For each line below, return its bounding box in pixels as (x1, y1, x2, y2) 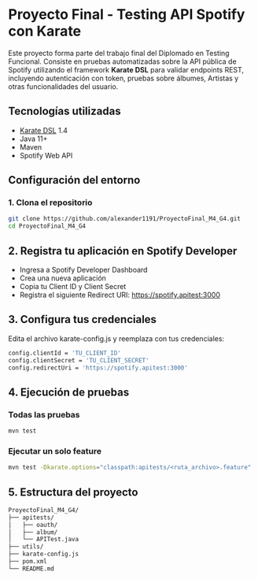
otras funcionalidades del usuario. (8, 81, 119, 91)
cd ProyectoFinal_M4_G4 (8, 222, 87, 230)
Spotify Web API (19, 150, 73, 160)
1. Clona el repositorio (8, 197, 93, 208)
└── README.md (8, 565, 55, 573)
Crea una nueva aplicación (19, 273, 106, 283)
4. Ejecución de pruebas (8, 385, 130, 399)
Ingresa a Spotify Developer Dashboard (19, 265, 148, 274)
